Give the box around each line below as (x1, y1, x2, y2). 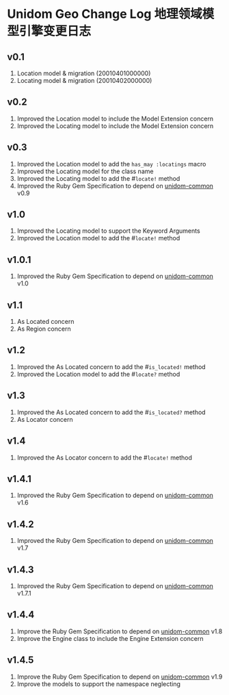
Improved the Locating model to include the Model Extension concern (16, 121, 214, 130)
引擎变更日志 (19, 23, 92, 39)
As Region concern (16, 325, 71, 333)
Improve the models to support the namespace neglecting (16, 679, 181, 688)
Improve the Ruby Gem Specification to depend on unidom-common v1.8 (16, 627, 223, 635)
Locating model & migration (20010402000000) (16, 77, 152, 84)
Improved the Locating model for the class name (16, 167, 154, 175)
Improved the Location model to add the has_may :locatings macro (16, 160, 206, 168)
